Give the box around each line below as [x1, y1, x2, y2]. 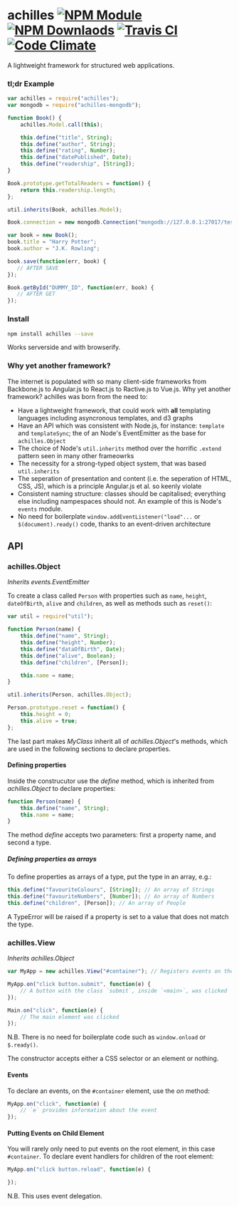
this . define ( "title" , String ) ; [20, 134, 113, 141]
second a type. [7, 838, 52, 847]
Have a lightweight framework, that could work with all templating [17, 406, 211, 415]
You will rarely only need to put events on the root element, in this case [7, 1144, 216, 1154]
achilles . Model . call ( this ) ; [20, 121, 103, 128]
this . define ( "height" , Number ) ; [20, 639, 116, 646]
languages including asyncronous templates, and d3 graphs [17, 413, 193, 422]
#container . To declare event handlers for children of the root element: [7, 1152, 214, 1161]
